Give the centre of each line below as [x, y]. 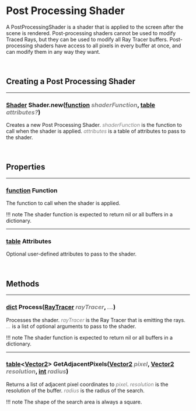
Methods [23, 284]
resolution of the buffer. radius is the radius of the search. [75, 391]
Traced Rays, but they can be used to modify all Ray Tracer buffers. [87, 39]
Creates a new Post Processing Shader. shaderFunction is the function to [94, 125]
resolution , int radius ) [37, 371]
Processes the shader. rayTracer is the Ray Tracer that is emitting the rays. [96, 320]
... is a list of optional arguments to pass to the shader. [71, 326]
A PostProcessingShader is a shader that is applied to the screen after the [95, 27]
